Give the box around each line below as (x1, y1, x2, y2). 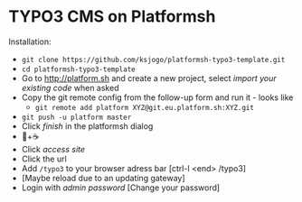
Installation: (8, 36, 52, 47)
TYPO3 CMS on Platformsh (8, 6, 216, 27)
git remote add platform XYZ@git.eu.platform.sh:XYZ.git (34, 103, 255, 112)
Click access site (21, 143, 86, 154)
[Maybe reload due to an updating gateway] (21, 172, 186, 183)
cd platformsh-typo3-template (21, 65, 137, 74)
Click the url (21, 153, 67, 164)
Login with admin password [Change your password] (21, 182, 221, 193)
